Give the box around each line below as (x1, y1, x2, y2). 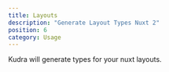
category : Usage (8, 33, 61, 41)
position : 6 (8, 26, 47, 34)
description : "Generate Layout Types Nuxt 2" (8, 19, 160, 27)
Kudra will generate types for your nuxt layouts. (8, 55, 163, 64)
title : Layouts (8, 11, 58, 20)
